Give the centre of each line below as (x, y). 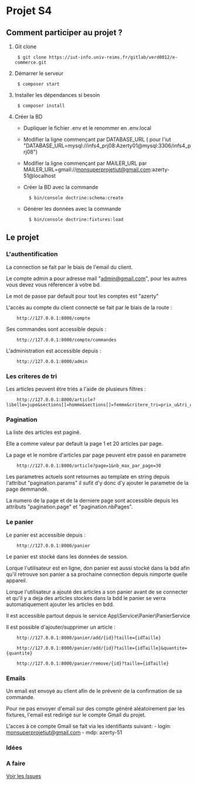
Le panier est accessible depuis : (46, 535)
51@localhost (39, 176)
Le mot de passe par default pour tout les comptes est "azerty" (83, 296)
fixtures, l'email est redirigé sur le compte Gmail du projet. (76, 715)
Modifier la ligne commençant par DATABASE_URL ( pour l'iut (97, 139)
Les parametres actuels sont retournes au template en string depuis (88, 477)
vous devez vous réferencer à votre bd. (54, 284)
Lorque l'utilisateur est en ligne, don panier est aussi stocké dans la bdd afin (98, 568)
